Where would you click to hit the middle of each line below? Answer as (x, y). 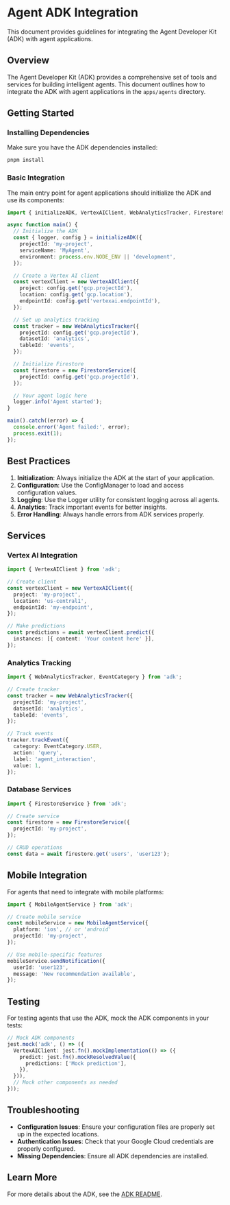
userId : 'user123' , (41, 967)
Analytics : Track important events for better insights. (92, 507)
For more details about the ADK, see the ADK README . (85, 1194)
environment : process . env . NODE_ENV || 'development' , (98, 256)
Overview (28, 61)
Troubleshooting (43, 1110)
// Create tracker (33, 690)
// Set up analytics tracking (56, 320)
